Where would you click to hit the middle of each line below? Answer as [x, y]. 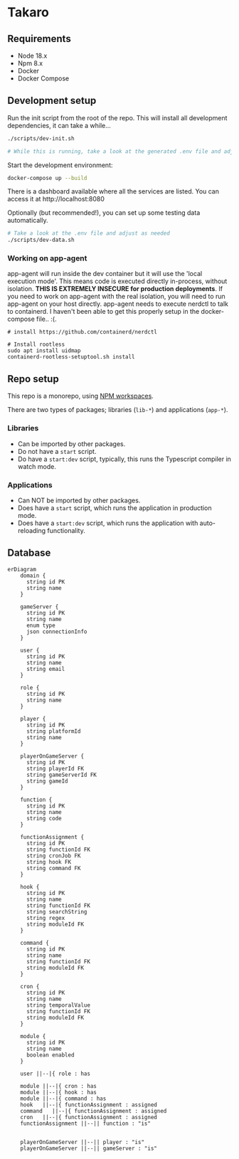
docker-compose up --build [47, 178]
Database [29, 553]
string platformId [53, 731]
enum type [41, 625]
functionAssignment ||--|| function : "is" [86, 1123]
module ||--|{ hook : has [59, 1092]
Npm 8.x [30, 63]
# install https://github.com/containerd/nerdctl [83, 332]
